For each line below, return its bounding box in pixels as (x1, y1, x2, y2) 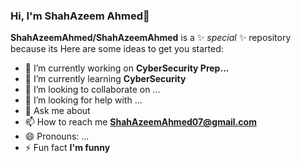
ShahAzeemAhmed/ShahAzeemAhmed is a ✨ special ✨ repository (10, 32, 292, 44)
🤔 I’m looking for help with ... (24, 94, 143, 106)
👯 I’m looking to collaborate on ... (24, 84, 161, 96)
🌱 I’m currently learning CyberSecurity (24, 73, 187, 85)
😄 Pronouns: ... (24, 130, 90, 143)
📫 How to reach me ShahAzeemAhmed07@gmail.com (24, 116, 257, 128)
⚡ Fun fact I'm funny (24, 142, 111, 154)
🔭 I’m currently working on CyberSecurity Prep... (24, 62, 230, 74)
